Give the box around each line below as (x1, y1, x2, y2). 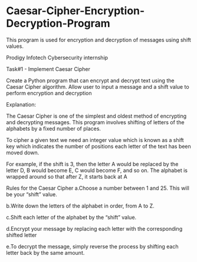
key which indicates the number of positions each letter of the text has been (6, 143, 192, 150)
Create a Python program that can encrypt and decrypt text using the (6, 77, 175, 84)
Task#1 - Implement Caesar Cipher (6, 65, 90, 72)
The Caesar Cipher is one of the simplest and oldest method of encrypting (6, 112, 187, 119)
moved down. (6, 149, 40, 156)
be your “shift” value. (6, 190, 58, 198)
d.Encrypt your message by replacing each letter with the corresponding (6, 225, 183, 232)
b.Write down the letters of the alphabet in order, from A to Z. (6, 202, 155, 209)
